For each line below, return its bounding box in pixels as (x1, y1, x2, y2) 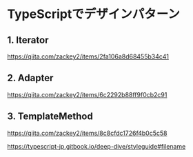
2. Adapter (7, 72, 54, 84)
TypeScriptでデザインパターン (7, 6, 181, 22)
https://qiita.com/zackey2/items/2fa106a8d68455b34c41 (7, 52, 169, 61)
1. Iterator (7, 34, 49, 45)
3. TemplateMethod (7, 111, 93, 123)
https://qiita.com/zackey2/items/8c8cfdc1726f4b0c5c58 (7, 129, 167, 137)
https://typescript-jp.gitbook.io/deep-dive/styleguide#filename (7, 142, 186, 150)
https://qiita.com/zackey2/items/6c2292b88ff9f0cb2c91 (7, 90, 167, 98)
